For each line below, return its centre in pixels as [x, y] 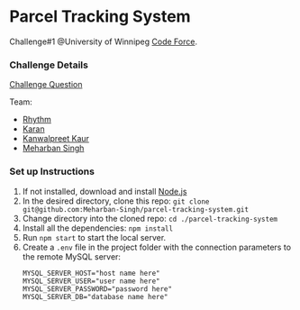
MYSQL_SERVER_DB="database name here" [95, 296]
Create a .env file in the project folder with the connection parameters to [156, 247]
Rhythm [37, 120]
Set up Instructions [52, 171]
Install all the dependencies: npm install [98, 228]
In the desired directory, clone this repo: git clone [116, 201]
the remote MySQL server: [72, 256]
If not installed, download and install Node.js [105, 191]
